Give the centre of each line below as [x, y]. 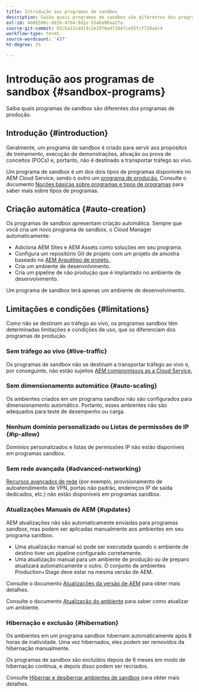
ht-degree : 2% [24, 45]
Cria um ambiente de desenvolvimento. [62, 266]
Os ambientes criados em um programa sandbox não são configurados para [99, 398]
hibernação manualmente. [38, 648]
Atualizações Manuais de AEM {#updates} [68, 509]
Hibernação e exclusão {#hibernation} [62, 623]
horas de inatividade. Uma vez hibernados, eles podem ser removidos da [95, 642]
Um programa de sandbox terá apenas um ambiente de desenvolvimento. [96, 291]
